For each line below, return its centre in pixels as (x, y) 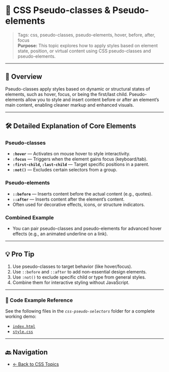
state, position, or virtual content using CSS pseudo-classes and (84, 51)
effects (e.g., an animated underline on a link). (60, 234)
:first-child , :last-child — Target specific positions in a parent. (81, 164)
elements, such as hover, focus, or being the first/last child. (67, 94)
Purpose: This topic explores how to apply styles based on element (88, 45)
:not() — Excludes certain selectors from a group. (65, 170)
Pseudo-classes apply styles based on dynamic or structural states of (78, 89)
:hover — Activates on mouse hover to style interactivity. (71, 154)
